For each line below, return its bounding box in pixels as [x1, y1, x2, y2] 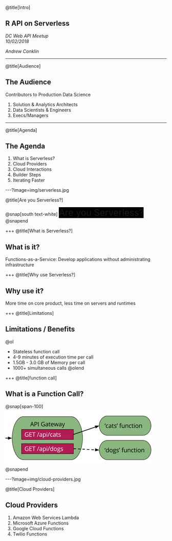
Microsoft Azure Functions [12, 520, 69, 526]
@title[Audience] [5, 63, 41, 69]
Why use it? [5, 287, 44, 295]
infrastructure [5, 262, 34, 268]
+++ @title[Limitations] [5, 310, 54, 316]
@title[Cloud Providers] [5, 486, 55, 492]
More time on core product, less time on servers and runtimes [5, 300, 136, 307]
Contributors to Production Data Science [5, 91, 91, 97]
